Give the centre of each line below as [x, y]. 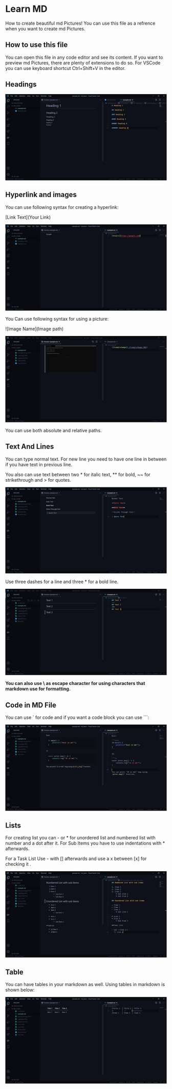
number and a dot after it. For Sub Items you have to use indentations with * [85, 843]
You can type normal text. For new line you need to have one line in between [86, 459]
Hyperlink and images [41, 195]
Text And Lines [30, 446]
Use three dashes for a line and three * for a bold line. [62, 582]
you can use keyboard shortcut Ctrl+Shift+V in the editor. [66, 68]
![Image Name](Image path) [35, 329]
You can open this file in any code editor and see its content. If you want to [84, 57]
